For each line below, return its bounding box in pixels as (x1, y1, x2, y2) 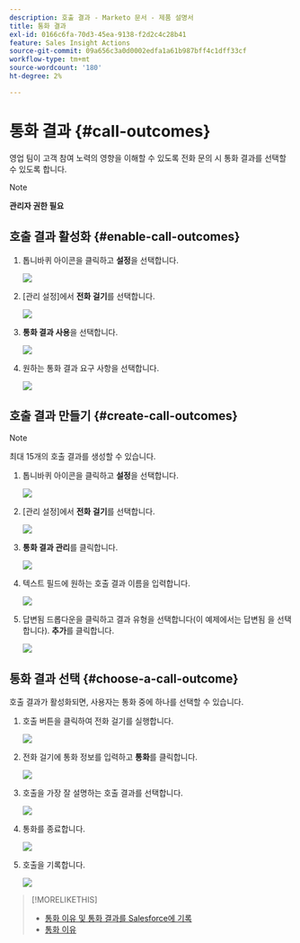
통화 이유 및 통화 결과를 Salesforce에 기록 (44, 913, 192, 924)
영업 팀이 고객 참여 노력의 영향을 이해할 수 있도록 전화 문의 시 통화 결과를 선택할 (9, 152, 287, 163)
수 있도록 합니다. (9, 164, 67, 174)
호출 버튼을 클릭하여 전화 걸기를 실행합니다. (22, 716, 174, 726)
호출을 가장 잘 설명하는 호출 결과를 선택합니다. (22, 787, 184, 798)
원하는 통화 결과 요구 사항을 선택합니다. (22, 362, 160, 373)
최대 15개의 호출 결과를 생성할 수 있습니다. (9, 451, 156, 462)
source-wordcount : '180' (9, 64, 102, 73)
